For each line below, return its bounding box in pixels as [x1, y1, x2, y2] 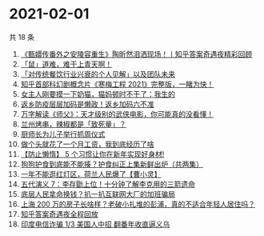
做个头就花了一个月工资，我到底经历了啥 [20, 139, 154, 149]
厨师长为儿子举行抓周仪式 [20, 129, 106, 138]
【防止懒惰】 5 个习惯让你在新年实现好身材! [20, 149, 165, 158]
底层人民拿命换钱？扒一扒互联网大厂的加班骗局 [20, 189, 175, 198]
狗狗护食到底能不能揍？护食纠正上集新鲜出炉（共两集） [20, 159, 203, 169]
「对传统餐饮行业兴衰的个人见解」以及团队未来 [20, 69, 175, 78]
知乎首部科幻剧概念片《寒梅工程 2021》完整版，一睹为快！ [20, 79, 214, 89]
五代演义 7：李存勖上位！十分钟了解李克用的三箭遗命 [20, 179, 195, 189]
